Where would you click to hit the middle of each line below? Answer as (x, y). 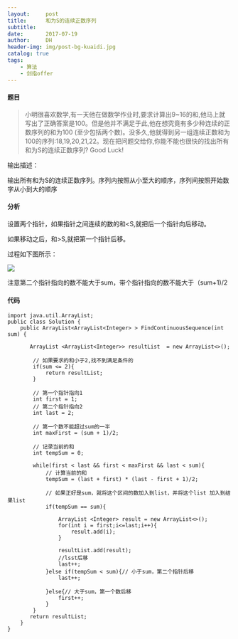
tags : (15, 60)
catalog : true (28, 54)
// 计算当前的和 (66, 473)
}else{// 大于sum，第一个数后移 (88, 592)
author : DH (30, 41)
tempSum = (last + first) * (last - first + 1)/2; (122, 480)
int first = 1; (55, 399)
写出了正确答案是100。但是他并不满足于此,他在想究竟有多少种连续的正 (128, 123)
